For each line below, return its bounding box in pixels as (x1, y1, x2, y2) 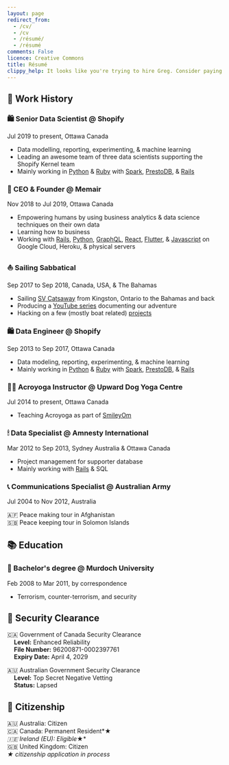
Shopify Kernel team (16, 160, 75, 168)
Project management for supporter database (16, 457, 143, 466)
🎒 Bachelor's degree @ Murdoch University (7, 564, 154, 573)
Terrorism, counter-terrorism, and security (16, 592, 137, 601)
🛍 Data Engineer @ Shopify (7, 326, 101, 336)
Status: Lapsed (13, 681, 58, 689)
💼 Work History (7, 93, 73, 104)
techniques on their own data (16, 220, 100, 229)
